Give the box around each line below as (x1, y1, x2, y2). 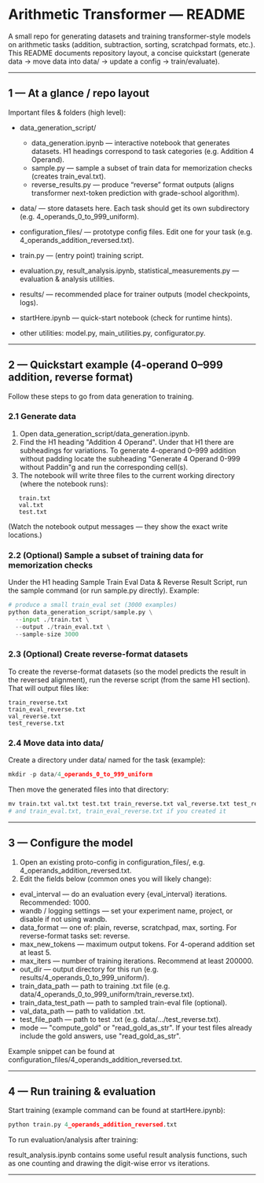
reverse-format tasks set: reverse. (19, 931, 130, 940)
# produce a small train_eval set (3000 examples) (8, 601, 178, 609)
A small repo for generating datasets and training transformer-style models (8, 31, 251, 41)
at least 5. (19, 947, 52, 957)
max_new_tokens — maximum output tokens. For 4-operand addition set (19, 939, 255, 949)
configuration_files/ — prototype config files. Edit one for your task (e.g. (19, 226, 253, 237)
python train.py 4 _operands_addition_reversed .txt (8, 1121, 178, 1129)
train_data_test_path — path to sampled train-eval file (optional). (19, 997, 228, 1007)
